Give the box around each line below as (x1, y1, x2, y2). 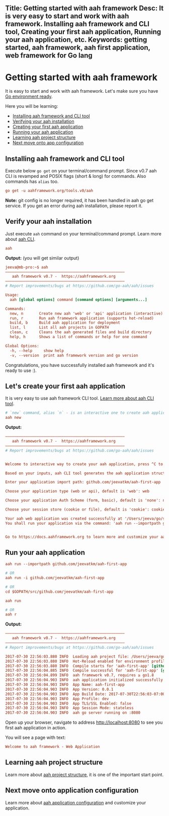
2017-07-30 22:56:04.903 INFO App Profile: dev (5, 696, 109, 701)
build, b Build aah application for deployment (10, 320, 121, 326)
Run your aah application (5, 548, 86, 556)
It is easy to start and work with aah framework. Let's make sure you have (5, 88, 158, 94)
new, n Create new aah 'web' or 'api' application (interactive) (10, 311, 163, 316)
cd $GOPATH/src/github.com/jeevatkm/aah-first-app (5, 589, 114, 594)
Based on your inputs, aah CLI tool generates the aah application (5, 471, 150, 476)
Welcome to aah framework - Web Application (5, 744, 100, 749)
